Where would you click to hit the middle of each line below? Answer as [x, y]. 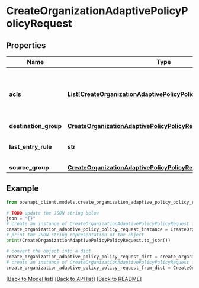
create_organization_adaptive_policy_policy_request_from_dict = [88, 268]
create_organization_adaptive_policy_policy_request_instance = [87, 229]
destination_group [36, 126]
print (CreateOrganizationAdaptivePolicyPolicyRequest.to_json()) [88, 241]
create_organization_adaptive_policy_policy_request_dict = [82, 257]
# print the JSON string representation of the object [75, 235]
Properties [26, 45]
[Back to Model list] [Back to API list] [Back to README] [74, 279]
